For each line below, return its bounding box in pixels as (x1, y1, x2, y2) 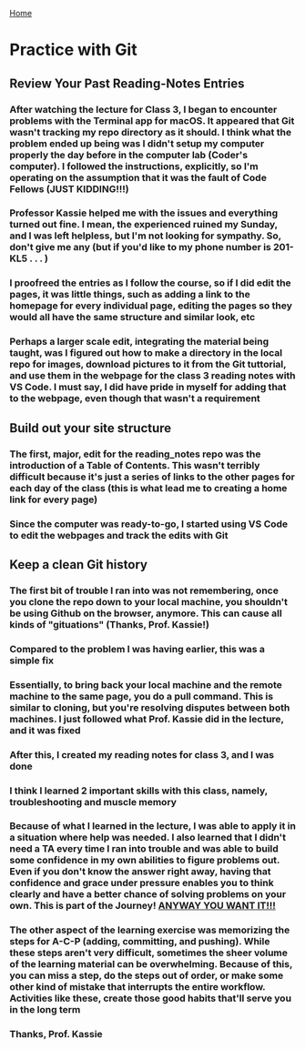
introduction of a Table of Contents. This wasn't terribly (9, 459, 260, 471)
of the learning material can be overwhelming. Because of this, (9, 958, 293, 971)
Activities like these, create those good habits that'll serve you (9, 992, 292, 1004)
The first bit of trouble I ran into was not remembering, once (9, 584, 280, 597)
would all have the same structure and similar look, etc (9, 311, 256, 324)
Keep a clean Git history (9, 557, 148, 572)
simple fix (9, 654, 55, 667)
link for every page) (9, 493, 98, 506)
